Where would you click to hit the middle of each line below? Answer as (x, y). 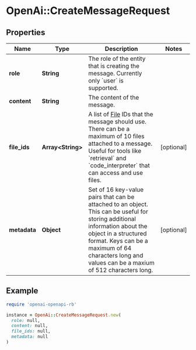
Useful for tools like (115, 151)
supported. (103, 88)
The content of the (114, 97)
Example (22, 291)
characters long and (116, 255)
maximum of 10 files (116, 136)
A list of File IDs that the (121, 114)
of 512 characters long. (121, 270)
